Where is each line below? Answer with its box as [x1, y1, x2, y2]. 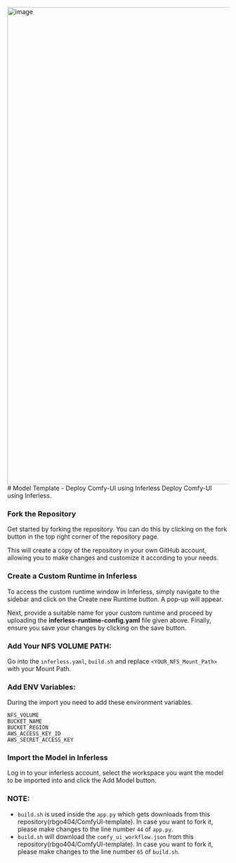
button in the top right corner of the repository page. [7, 532, 159, 541]
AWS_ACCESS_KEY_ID [7, 730, 61, 737]
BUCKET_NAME [7, 718, 42, 726]
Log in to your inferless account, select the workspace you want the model [7, 769, 223, 777]
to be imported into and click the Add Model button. [7, 776, 157, 785]
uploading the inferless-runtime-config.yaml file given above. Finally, [7, 616, 212, 624]
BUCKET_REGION [7, 724, 49, 731]
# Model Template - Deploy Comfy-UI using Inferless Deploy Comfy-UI [7, 484, 212, 492]
